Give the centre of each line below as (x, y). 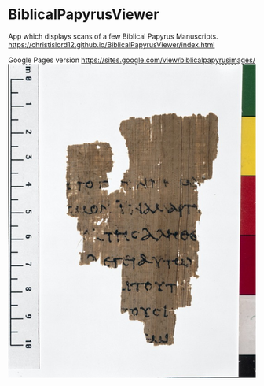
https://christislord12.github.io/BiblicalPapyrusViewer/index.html (112, 44)
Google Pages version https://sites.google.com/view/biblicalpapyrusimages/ (132, 60)
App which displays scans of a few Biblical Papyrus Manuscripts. (113, 36)
